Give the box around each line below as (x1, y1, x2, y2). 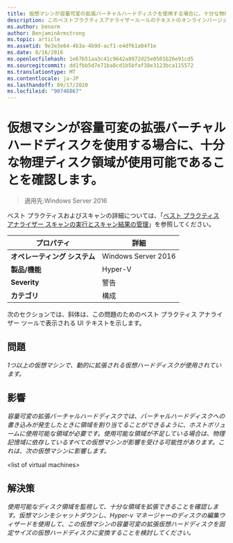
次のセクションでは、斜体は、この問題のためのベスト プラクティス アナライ (7, 310, 223, 319)
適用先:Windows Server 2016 (24, 196, 107, 205)
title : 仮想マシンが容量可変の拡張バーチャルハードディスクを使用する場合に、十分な (7, 10, 220, 17)
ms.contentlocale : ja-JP (7, 74, 79, 82)
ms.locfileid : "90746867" (7, 88, 82, 95)
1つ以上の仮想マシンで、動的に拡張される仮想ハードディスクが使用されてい (7, 361, 222, 369)
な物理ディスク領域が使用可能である (7, 155, 213, 171)
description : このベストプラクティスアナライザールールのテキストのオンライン (7, 17, 207, 24)
